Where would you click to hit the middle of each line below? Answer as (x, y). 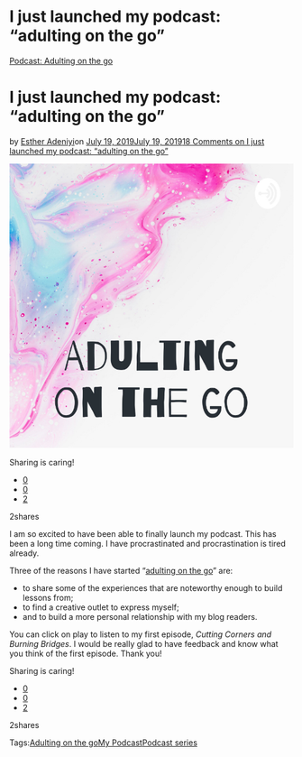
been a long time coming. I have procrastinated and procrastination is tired (148, 543)
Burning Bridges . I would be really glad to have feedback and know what (144, 643)
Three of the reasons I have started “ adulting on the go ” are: (121, 570)
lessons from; (48, 597)
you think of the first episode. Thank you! (86, 653)
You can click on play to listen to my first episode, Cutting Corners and (141, 634)
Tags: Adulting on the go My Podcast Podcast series (104, 743)
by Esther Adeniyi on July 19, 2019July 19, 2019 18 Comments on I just (137, 141)
